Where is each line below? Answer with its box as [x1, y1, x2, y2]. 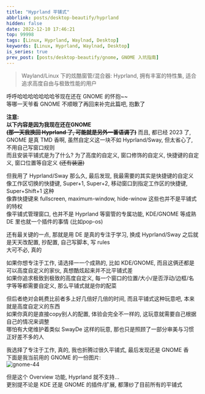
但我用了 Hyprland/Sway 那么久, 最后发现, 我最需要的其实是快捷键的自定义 [6, 172, 194, 179]
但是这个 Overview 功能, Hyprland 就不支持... [6, 373, 119, 381]
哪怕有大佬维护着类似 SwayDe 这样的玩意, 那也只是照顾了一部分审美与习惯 [6, 325, 195, 333]
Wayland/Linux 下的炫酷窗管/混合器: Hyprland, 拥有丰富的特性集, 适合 [21, 71, 197, 79]
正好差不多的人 [6, 333, 44, 340]
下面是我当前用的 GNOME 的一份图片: [6, 354, 101, 361]
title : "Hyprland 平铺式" [6, 9, 70, 15]
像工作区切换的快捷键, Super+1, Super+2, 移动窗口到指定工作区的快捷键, [6, 180, 188, 187]
